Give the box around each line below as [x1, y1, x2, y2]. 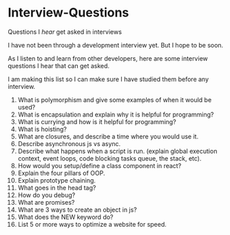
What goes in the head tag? [17, 183, 96, 192]
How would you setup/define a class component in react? [17, 161, 182, 170]
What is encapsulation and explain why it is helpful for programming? [17, 110, 214, 119]
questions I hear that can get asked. [8, 61, 109, 70]
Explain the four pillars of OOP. [17, 169, 105, 177]
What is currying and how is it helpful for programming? [17, 117, 176, 125]
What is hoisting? [17, 125, 67, 133]
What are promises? [17, 198, 75, 206]
